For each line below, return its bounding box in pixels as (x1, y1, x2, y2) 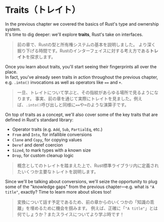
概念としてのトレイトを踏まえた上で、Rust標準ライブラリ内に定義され (17, 163, 159, 168)
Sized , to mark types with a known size (12, 147, 92, 153)
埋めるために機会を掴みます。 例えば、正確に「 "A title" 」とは (30, 205, 158, 211)
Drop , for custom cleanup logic (12, 152, 74, 158)
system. (5, 26, 21, 32)
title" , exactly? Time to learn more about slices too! (5, 189, 112, 194)
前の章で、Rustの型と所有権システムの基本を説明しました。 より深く (17, 41, 156, 47)
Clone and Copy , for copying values (12, 137, 82, 142)
